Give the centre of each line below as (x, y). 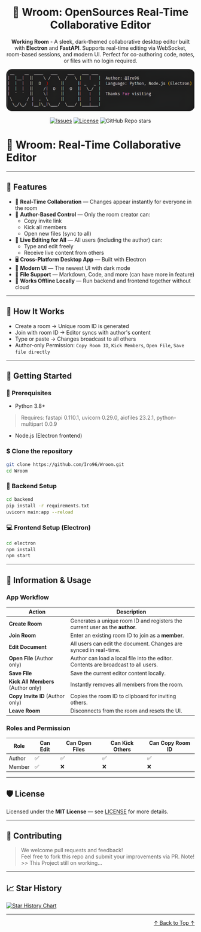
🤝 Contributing (34, 836)
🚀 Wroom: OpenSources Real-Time (100, 12)
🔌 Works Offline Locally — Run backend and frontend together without (103, 281)
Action (37, 612)
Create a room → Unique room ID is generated (72, 326)
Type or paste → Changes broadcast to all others (75, 339)
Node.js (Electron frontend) (48, 436)
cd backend (20, 499)
